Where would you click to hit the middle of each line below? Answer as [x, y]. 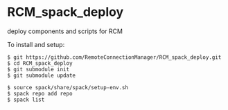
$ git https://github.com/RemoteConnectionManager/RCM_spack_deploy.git [114, 57]
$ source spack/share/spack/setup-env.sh [68, 87]
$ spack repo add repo [40, 93]
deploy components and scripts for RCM [65, 31]
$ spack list [26, 100]
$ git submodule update [42, 75]
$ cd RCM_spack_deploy [40, 63]
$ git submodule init [38, 69]
